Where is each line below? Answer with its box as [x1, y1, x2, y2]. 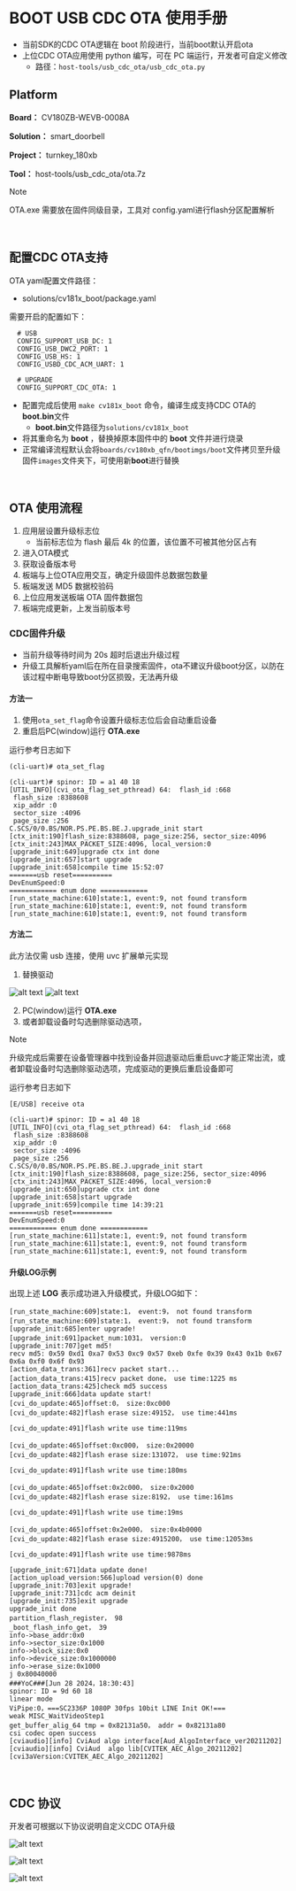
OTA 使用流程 [9, 500, 83, 515]
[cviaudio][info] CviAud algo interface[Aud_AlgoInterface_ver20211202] [9, 1737, 283, 1746]
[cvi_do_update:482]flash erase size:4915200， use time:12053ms [9, 1535, 254, 1544]
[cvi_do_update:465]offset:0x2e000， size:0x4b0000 [9, 1525, 202, 1534]
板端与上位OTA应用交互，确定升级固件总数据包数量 [21, 570, 209, 581]
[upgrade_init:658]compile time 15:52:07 [9, 862, 164, 872]
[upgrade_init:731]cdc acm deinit [9, 1589, 137, 1598]
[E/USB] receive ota [9, 1100, 86, 1109]
